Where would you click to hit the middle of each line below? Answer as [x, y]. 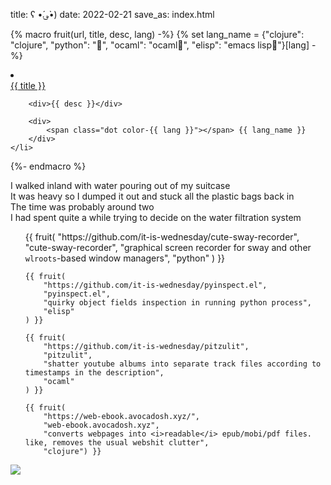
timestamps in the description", [94, 373]
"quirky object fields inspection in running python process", [177, 303]
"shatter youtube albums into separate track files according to [182, 364]
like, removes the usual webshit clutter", [117, 443]
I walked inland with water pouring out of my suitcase [120, 185]
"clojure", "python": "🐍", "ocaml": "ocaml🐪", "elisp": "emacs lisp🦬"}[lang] [160, 45]
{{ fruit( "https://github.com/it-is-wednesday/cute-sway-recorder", [162, 237]
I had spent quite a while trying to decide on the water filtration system [156, 217]
